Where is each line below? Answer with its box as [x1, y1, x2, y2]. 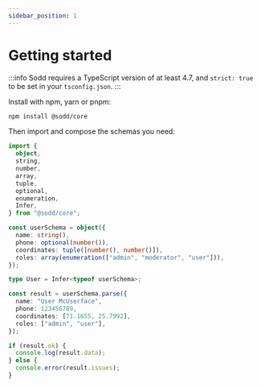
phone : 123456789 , [15, 305, 78, 313]
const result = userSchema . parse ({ [8, 290, 128, 298]
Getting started [8, 46, 112, 64]
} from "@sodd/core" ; [8, 209, 81, 217]
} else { [8, 357, 38, 365]
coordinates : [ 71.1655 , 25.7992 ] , [15, 312, 131, 320]
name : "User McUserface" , [15, 297, 103, 305]
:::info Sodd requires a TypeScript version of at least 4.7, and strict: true [8, 73, 254, 83]
